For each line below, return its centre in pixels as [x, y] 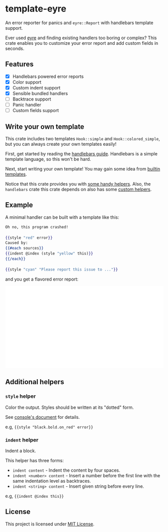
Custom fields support [36, 111]
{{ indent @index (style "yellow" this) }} [49, 254]
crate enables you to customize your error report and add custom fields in [82, 43]
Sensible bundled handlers [40, 93]
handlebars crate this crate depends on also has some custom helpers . [78, 189]
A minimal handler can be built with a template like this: [62, 217]
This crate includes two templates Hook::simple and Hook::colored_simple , [82, 139]
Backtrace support [32, 99]
